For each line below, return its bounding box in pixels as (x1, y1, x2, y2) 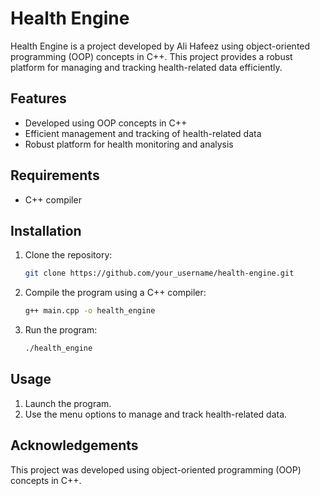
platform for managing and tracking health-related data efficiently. (10, 61, 283, 73)
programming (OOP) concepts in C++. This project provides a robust (10, 50, 293, 62)
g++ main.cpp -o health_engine (24, 306, 156, 316)
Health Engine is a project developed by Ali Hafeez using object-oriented (10, 40, 311, 52)
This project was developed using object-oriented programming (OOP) (10, 463, 302, 476)
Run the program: (24, 324, 98, 336)
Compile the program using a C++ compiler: (24, 287, 207, 299)
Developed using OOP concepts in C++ (24, 117, 188, 129)
